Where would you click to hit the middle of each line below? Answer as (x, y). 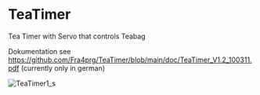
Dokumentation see (40, 51)
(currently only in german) (63, 68)
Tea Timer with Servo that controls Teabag (77, 36)
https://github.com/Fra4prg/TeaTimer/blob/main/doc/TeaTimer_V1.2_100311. (130, 60)
